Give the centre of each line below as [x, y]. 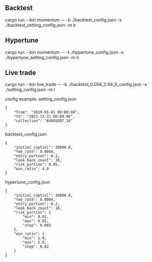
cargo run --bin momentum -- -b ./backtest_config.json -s [63, 20]
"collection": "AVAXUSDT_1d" [43, 121]
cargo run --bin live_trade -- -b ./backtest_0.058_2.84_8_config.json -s [76, 85]
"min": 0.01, [36, 217]
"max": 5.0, [35, 242]
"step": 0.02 [36, 247]
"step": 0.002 [37, 225]
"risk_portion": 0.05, [37, 165]
